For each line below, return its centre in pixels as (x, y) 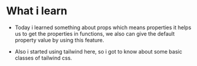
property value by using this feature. (59, 40)
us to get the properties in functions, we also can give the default (95, 33)
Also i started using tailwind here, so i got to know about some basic (98, 51)
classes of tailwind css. (43, 58)
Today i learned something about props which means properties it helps (103, 27)
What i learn (37, 11)
